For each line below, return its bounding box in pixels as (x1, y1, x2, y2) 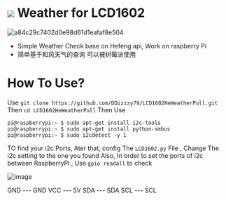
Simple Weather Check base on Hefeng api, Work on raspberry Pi (17, 41, 207, 50)
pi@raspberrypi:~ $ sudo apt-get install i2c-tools (7, 119, 161, 126)
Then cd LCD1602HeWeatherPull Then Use (7, 105, 126, 114)
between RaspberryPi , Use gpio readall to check (7, 159, 153, 167)
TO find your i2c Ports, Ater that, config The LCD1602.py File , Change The (7, 144, 219, 152)
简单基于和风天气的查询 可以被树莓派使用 (17, 50, 136, 58)
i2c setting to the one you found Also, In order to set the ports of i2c (7, 151, 204, 159)
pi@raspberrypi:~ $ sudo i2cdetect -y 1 (7, 131, 127, 138)
